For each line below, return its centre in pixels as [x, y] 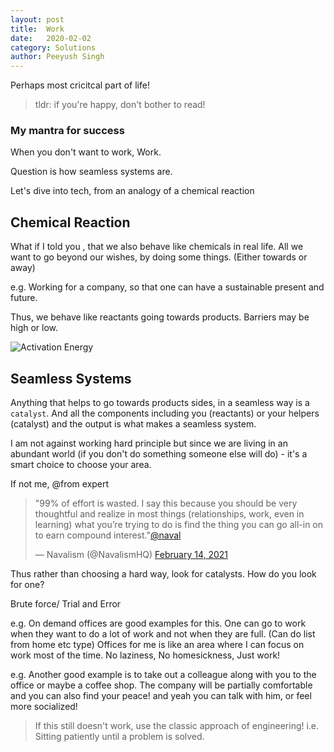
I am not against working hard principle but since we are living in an [149, 443]
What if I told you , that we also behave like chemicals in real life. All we [157, 247]
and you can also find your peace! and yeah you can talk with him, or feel [161, 696]
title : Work [37, 29]
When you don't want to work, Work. [86, 152]
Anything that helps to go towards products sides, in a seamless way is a [160, 403]
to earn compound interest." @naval [108, 535]
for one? [27, 585]
